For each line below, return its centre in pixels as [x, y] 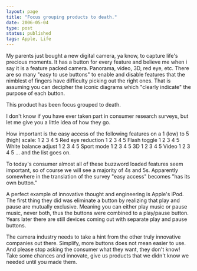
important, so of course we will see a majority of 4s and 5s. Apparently [92, 170]
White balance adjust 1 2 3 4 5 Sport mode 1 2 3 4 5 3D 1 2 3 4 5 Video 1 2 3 [98, 146]
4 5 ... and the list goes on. [38, 153]
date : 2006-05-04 [27, 22]
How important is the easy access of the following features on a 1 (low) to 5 [98, 134]
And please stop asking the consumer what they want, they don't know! [93, 249]
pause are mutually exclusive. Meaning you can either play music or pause [97, 206]
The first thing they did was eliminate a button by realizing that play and [93, 200]
